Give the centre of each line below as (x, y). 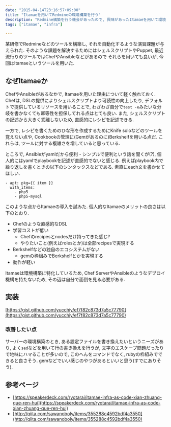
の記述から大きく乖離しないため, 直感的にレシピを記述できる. (69, 120)
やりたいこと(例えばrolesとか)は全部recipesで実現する (77, 243)
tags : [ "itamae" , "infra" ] (34, 24)
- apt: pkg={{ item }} (29, 183)
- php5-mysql (28, 197)
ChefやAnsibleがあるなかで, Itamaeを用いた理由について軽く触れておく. (81, 94)
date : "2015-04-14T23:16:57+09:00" (43, 10)
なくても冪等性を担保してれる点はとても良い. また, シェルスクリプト (94, 114)
